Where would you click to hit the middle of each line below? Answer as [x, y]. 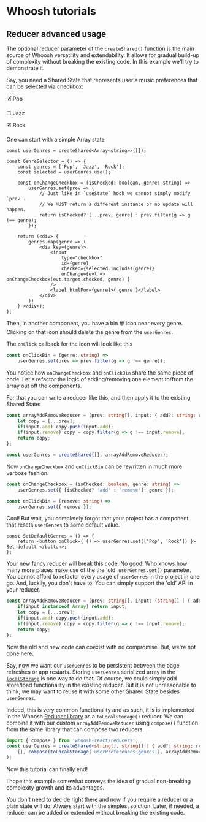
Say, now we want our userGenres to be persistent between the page [93, 665]
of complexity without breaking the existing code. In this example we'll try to [103, 62]
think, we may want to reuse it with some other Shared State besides [93, 691]
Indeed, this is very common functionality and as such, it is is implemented [101, 710]
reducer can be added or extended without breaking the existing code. [96, 812]
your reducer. [24, 590]
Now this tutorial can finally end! [47, 769]
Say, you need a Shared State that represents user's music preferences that [102, 80]
